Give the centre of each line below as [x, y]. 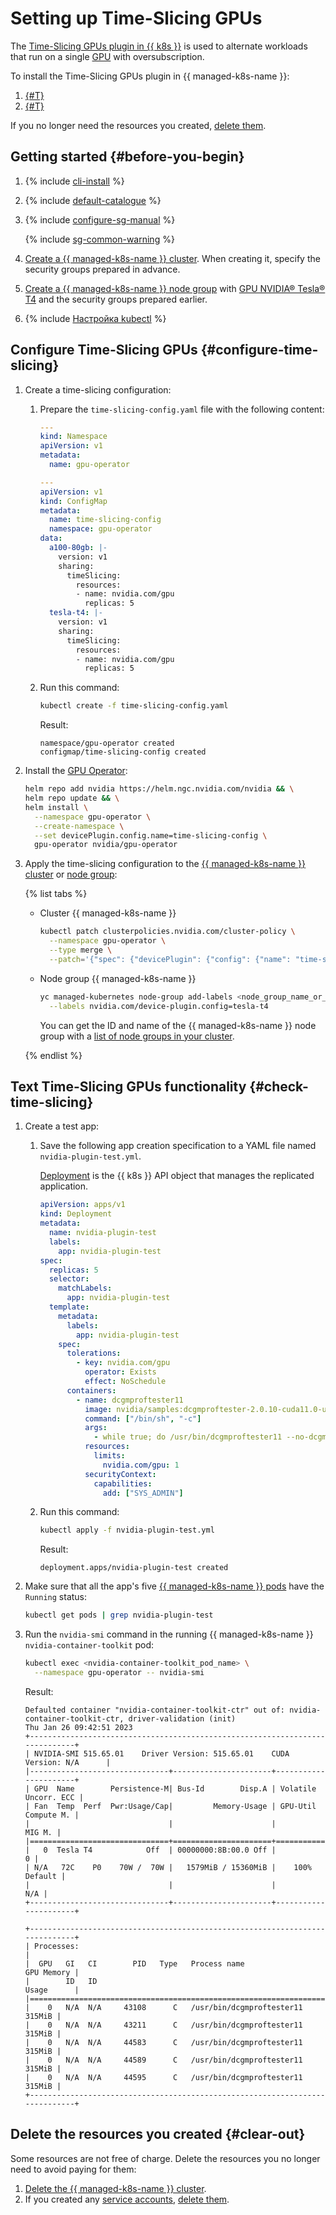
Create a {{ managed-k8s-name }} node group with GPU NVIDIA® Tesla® [175, 288]
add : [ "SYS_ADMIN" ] [143, 1493]
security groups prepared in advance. [102, 269]
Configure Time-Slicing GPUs [104, 350]
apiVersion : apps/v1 [82, 1205]
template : [69, 1307]
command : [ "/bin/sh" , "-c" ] [143, 1418]
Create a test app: [62, 1126]
